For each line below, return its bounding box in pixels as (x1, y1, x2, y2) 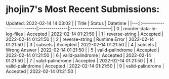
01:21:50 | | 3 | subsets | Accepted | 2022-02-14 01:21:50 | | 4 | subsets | (6, 41, 157, 47)
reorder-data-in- (123, 25, 158, 31)
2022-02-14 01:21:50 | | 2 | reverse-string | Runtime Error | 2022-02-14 (6, 36, 154, 42)
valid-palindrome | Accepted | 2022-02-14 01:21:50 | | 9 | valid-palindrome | (6, 63, 164, 69)
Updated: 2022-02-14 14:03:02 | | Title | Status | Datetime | (6, 20, 130, 26)
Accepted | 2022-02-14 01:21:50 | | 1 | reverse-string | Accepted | (26, 31, 163, 37)
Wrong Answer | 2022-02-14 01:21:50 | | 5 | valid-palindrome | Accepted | (6, 47, 160, 53)
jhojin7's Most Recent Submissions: (6, 4, 160, 15)
